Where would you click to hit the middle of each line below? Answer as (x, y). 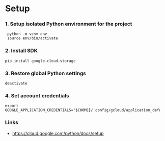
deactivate (16, 84)
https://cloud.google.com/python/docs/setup (58, 133)
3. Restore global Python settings (46, 73)
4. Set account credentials (37, 96)
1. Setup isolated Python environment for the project (69, 24)
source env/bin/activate (32, 38)
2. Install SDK (21, 51)
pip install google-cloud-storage (41, 61)
